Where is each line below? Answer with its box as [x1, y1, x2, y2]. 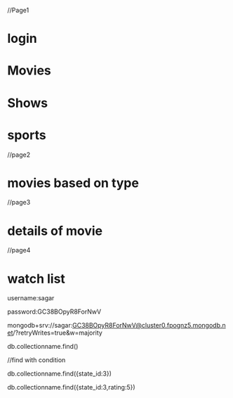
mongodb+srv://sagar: [7, 321, 73, 330]
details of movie [7, 223, 103, 238]
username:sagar [7, 294, 55, 302]
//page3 [7, 198, 31, 207]
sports [7, 127, 47, 143]
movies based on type [7, 175, 139, 191]
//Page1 [7, 6, 29, 14]
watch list [7, 271, 65, 287]
